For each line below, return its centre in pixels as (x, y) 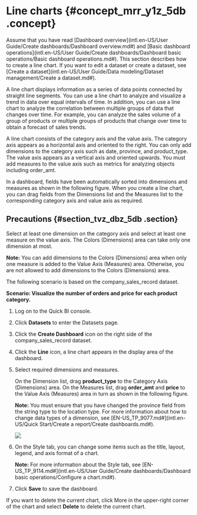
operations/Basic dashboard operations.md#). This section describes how (96, 59)
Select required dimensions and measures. (67, 370)
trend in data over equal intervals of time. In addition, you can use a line (93, 101)
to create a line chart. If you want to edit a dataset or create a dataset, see (96, 65)
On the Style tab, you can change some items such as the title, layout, (100, 447)
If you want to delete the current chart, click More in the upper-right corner (98, 500)
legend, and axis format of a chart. (57, 453)
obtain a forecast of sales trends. (46, 127)
